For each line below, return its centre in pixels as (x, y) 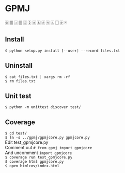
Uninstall (19, 66)
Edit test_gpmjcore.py (27, 142)
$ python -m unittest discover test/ (43, 107)
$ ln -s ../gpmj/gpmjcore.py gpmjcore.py (47, 138)
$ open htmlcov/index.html (32, 166)
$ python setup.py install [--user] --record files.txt (62, 51)
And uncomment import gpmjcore (39, 153)
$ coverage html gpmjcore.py (34, 162)
